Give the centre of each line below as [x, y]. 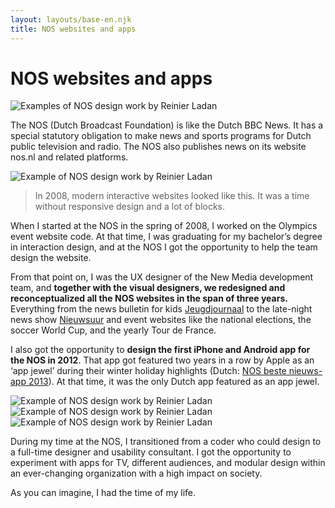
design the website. [51, 258]
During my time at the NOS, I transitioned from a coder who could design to [166, 442]
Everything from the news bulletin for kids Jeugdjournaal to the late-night [161, 309]
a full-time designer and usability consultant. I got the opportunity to [151, 452]
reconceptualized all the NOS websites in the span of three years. [149, 298]
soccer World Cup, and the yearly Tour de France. [113, 330]
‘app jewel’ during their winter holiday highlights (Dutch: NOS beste [148, 371]
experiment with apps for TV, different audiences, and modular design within [168, 463]
